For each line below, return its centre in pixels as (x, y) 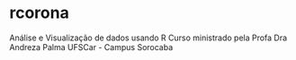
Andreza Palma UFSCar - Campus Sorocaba (91, 47)
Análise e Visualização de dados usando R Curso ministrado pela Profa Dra (148, 38)
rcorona (39, 13)
